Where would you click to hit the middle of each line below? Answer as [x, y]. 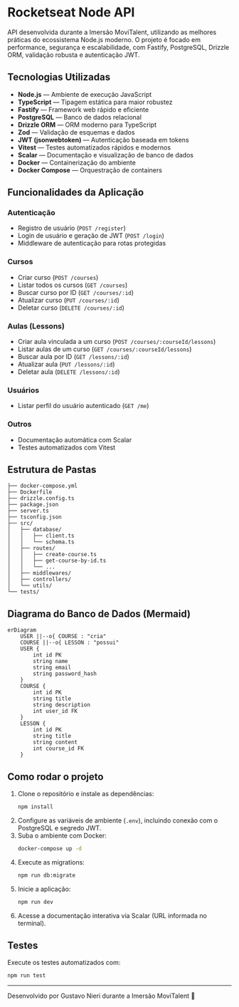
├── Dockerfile [30, 492]
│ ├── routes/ [31, 548]
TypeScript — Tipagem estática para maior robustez [95, 102]
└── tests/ [23, 592]
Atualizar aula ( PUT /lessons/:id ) [66, 365]
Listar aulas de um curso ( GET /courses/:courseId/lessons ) [105, 349]
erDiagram [22, 630]
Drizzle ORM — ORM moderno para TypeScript [87, 125]
